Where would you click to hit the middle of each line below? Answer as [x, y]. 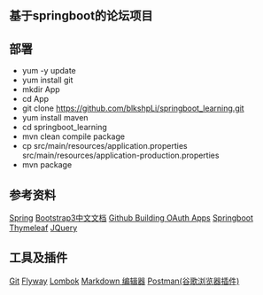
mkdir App [41, 89]
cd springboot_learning [65, 128]
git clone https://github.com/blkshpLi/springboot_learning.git [133, 108]
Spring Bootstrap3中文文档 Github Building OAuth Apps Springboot [131, 218]
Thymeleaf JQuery [43, 228]
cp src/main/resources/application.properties [104, 146]
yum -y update [49, 71]
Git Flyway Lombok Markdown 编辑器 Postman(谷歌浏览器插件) [124, 281]
